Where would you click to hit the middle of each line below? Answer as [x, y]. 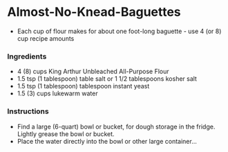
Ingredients [27, 56]
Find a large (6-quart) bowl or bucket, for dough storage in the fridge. [116, 126]
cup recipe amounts [46, 38]
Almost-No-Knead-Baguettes [94, 12]
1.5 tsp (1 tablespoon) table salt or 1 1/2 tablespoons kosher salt [107, 79]
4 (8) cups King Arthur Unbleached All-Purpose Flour [93, 72]
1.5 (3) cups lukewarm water [57, 93]
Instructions [28, 111]
